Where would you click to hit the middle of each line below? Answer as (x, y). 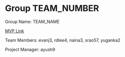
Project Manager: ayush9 (30, 49)
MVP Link (15, 31)
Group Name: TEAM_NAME (32, 22)
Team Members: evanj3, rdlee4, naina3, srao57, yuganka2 (63, 40)
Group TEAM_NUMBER (52, 8)
